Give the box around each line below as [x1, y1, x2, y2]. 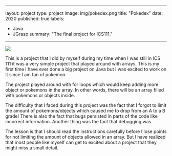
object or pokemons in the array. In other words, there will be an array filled [5, 87, 164, 93]
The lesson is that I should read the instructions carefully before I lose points [5, 128, 167, 135]
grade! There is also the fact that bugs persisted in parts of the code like [5, 113, 158, 119]
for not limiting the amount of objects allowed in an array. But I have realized [5, 134, 166, 140]
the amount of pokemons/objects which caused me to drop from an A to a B [5, 108, 165, 114]
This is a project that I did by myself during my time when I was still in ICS [5, 55, 160, 61]
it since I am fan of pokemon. [5, 72, 67, 77]
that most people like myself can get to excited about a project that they [5, 139, 157, 145]
